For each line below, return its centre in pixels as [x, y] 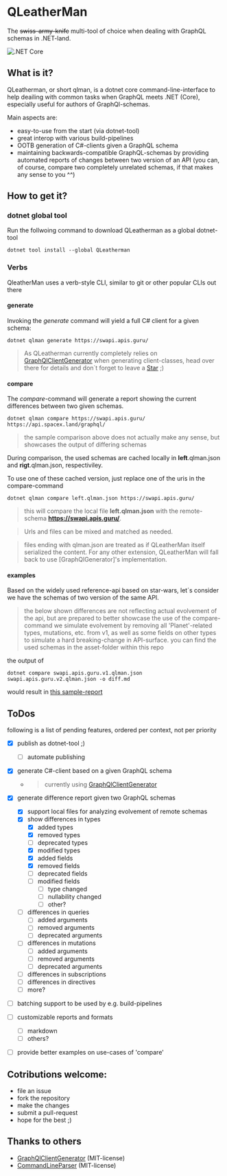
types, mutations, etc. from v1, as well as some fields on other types [120, 633]
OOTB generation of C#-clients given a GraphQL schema [97, 145]
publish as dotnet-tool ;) [51, 743]
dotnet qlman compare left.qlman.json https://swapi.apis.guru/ [101, 499]
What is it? [30, 73]
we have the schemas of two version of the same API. [83, 598]
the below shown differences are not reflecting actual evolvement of [120, 611]
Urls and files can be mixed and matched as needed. [98, 531]
